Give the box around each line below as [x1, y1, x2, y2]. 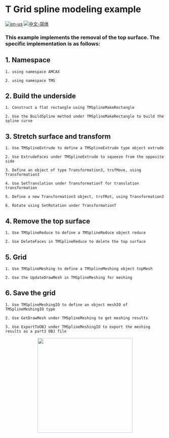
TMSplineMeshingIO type [5, 306, 56, 312]
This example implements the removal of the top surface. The [5, 34, 160, 41]
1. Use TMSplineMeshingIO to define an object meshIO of [5, 302, 128, 307]
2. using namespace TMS [5, 78, 56, 83]
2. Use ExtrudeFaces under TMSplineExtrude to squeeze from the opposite [5, 154, 164, 160]
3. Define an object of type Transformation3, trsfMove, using [5, 168, 142, 173]
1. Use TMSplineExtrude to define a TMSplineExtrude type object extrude [5, 146, 164, 151]
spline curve [5, 118, 33, 123]
